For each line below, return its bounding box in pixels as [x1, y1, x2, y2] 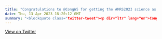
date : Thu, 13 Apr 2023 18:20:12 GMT [5, 11, 81, 16]
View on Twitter [5, 29, 36, 35]
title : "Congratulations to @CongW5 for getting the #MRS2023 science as [5, 7, 157, 12]
